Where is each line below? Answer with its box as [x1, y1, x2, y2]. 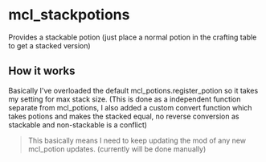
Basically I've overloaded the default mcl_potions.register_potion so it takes [8, 85, 259, 95]
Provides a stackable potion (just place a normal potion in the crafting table [8, 32, 257, 42]
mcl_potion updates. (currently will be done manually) [27, 143, 207, 154]
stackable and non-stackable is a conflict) [8, 119, 147, 130]
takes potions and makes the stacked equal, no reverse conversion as [8, 111, 239, 121]
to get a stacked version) [8, 40, 91, 50]
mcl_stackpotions [8, 6, 130, 24]
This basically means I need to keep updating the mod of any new [27, 135, 247, 145]
